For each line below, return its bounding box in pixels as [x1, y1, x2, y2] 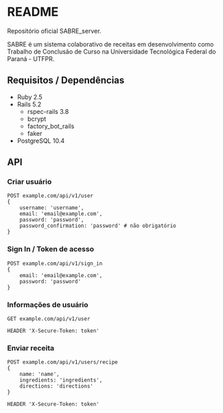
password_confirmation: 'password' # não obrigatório [19, 222, 176, 230]
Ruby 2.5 [16, 93, 43, 101]
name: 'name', [19, 371, 60, 378]
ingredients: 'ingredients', [19, 377, 103, 384]
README [7, 4, 59, 20]
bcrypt [27, 115, 47, 123]
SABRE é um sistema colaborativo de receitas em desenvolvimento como [7, 40, 214, 48]
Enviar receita [7, 343, 55, 353]
